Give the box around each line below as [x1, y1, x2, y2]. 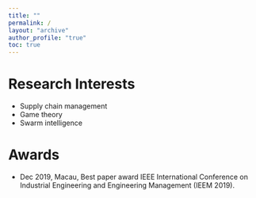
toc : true [8, 41, 41, 49]
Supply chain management [19, 101, 108, 111]
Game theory [19, 110, 63, 120]
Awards [8, 146, 60, 164]
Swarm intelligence [19, 118, 83, 128]
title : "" [8, 11, 41, 20]
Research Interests [8, 75, 136, 93]
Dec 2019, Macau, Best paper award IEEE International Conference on [19, 172, 248, 181]
